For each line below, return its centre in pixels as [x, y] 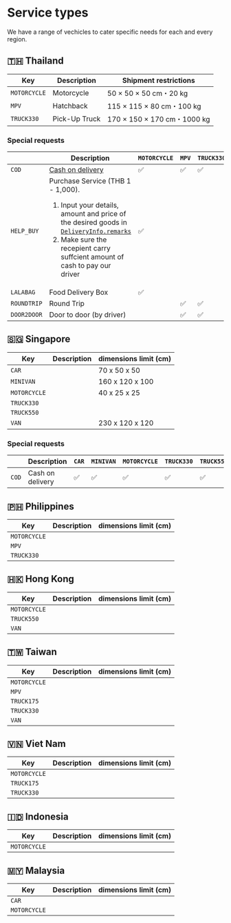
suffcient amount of [92, 257]
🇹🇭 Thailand [35, 61]
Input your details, [90, 205]
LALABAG [23, 292]
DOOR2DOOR [26, 315]
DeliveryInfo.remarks [96, 232]
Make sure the [84, 240]
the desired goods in [94, 222]
